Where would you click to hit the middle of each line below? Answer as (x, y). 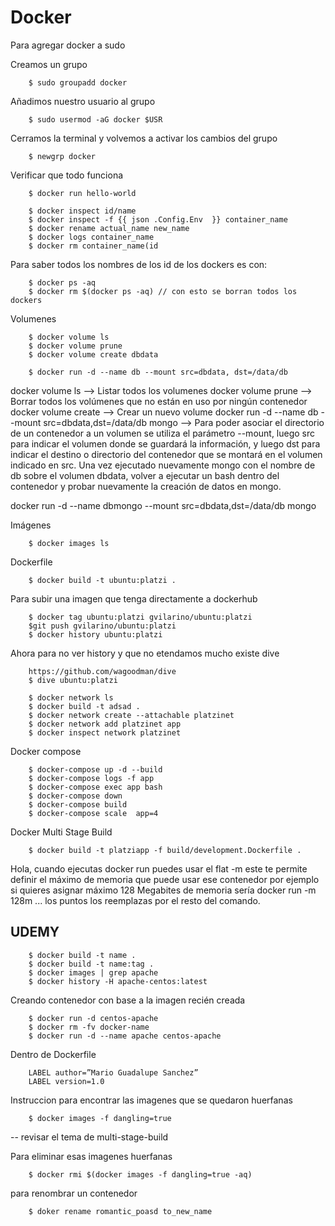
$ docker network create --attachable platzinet (131, 715)
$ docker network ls (71, 697)
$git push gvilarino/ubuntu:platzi (102, 626)
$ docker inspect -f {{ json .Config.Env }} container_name (158, 219)
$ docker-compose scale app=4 (93, 813)
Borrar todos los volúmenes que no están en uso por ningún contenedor (159, 401)
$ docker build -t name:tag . (91, 964)
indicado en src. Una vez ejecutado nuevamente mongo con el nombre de (163, 465)
